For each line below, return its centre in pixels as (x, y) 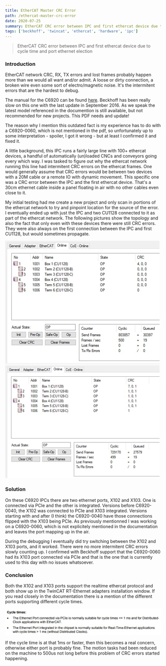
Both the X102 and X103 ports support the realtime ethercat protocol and (79, 586)
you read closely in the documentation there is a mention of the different (79, 596)
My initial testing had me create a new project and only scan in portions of (81, 202)
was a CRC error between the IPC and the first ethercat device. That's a (78, 182)
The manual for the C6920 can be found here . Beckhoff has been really (78, 100)
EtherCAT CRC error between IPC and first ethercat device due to (84, 46)
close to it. (16, 193)
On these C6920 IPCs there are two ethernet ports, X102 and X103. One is (81, 500)
